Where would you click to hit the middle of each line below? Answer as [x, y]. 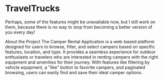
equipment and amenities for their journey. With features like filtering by [78, 62]
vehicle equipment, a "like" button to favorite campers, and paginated [75, 67]
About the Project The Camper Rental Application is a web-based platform [80, 41]
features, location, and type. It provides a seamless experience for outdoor [80, 52]
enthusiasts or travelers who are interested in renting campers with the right [81, 57]
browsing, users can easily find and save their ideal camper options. [74, 72]
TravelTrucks [33, 8]
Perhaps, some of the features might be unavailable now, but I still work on [80, 22]
